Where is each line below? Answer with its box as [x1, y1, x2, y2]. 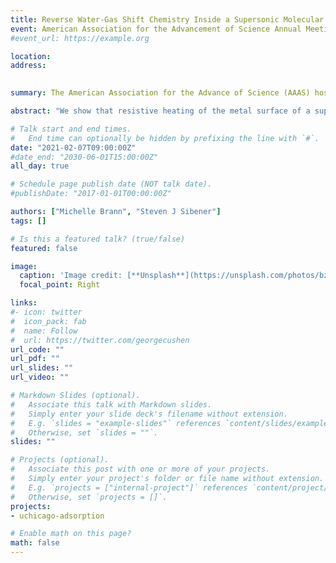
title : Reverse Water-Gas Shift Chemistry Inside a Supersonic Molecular [10, 14, 325, 25]
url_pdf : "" [10, 354, 60, 364]
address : [10, 61, 47, 71]
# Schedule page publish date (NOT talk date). [10, 179, 213, 190]
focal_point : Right [19, 280, 101, 290]
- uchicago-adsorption [10, 511, 105, 521]
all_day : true [10, 161, 70, 171]
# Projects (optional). [10, 455, 110, 465]
